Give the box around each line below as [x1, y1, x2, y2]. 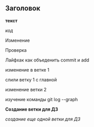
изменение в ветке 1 [5, 67, 50, 73]
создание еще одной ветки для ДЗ [5, 116, 81, 122]
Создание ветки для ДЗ [5, 106, 58, 112]
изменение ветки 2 [5, 86, 47, 92]
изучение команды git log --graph [5, 96, 78, 102]
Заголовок [5, 4, 40, 13]
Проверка [5, 47, 27, 53]
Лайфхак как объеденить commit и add [5, 57, 89, 63]
